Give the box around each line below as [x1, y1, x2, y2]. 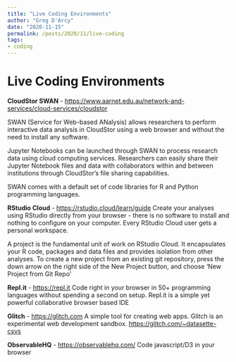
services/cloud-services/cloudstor [7, 104, 108, 113]
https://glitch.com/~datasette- [128, 319, 217, 327]
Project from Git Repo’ [7, 269, 72, 278]
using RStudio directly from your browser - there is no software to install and [7, 211, 230, 219]
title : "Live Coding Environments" [7, 10, 112, 18]
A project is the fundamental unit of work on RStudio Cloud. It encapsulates [7, 239, 226, 248]
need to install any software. [7, 132, 89, 141]
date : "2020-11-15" [7, 23, 65, 30]
